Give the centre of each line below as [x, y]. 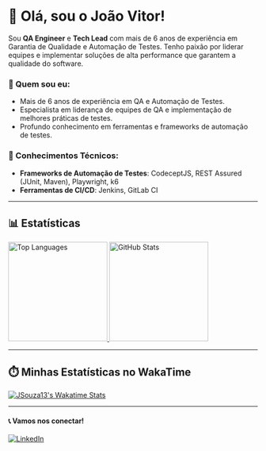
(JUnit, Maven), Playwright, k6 [69, 181]
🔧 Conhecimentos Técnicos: [63, 156]
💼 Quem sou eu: [39, 84]
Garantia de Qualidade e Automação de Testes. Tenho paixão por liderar [126, 46]
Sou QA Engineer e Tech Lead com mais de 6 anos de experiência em [123, 38]
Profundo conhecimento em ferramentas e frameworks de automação [134, 127]
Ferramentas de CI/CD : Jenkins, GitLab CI [89, 190]
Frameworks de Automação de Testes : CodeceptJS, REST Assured [131, 173]
